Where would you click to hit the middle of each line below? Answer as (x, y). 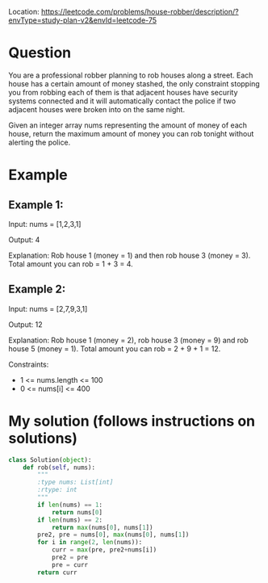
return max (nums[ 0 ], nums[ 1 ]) (102, 527)
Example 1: (36, 205)
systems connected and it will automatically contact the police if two (122, 101)
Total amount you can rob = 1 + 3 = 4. (71, 264)
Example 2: (37, 289)
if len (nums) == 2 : (70, 520)
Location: (24, 12)
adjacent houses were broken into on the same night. (97, 109)
